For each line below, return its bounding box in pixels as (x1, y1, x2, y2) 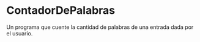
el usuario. (6, 29, 33, 37)
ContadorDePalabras (6, 4, 116, 17)
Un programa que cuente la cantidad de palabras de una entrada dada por (6, 23, 194, 31)
